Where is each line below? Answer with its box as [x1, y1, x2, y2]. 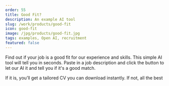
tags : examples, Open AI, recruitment [5, 36, 87, 41]
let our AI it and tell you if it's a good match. [5, 65, 96, 71]
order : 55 [5, 7, 26, 13]
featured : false [5, 40, 39, 46]
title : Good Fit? [5, 12, 42, 17]
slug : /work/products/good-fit [5, 21, 71, 27]
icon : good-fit [5, 26, 37, 31]
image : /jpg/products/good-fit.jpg [5, 31, 80, 36]
